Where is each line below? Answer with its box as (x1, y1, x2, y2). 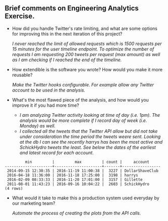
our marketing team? (12, 200, 55, 206)
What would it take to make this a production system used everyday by (12, 195, 159, 201)
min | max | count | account (25, 159, 150, 164)
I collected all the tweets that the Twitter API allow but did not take (19, 128, 158, 134)
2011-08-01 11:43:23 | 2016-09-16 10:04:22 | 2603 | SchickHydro (7, 182, 150, 187)
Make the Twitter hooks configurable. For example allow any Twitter (12, 81, 154, 87)
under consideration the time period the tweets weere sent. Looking (19, 134, 161, 140)
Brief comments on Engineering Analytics (5, 4, 139, 13)
